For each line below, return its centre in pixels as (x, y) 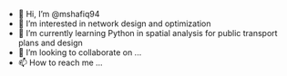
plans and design (51, 43)
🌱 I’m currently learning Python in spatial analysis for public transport (148, 33)
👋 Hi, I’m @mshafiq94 (59, 14)
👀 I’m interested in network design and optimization (114, 24)
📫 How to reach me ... (60, 62)
